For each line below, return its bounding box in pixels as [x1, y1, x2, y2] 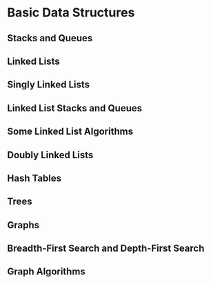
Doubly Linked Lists [7, 149, 94, 161]
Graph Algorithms [7, 266, 86, 278]
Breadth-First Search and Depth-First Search [7, 243, 205, 254]
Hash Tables [7, 172, 62, 184]
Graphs [7, 219, 40, 231]
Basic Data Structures [7, 5, 135, 21]
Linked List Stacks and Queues [7, 102, 143, 114]
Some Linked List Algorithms [7, 126, 133, 138]
